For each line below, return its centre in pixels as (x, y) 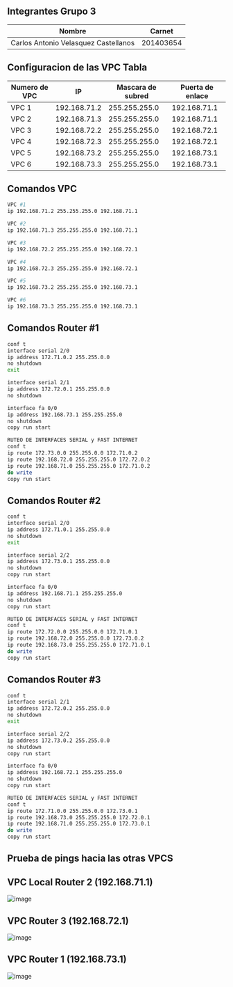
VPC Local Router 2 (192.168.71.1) (80, 882)
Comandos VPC (42, 189)
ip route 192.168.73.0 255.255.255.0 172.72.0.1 (79, 817)
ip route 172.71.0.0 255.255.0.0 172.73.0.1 (72, 811)
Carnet (162, 31)
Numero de (29, 87)
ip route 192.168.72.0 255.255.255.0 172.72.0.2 (79, 459)
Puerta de (197, 87)
